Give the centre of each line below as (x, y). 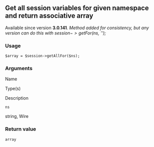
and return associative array (49, 16)
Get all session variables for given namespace (77, 8)
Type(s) (13, 89)
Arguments (19, 69)
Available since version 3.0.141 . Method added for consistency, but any (77, 28)
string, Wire (17, 116)
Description (17, 98)
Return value (21, 129)
